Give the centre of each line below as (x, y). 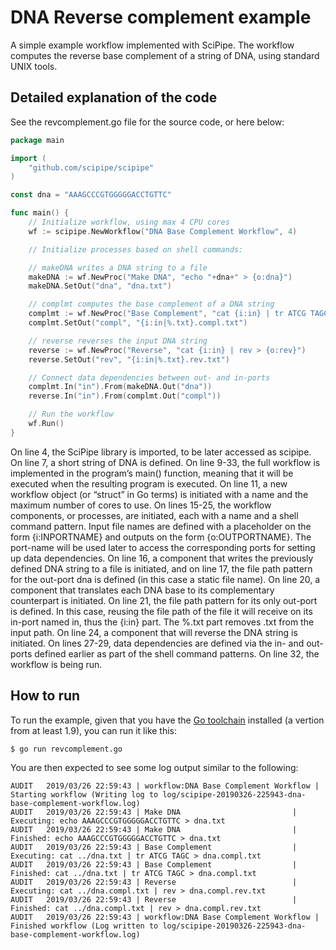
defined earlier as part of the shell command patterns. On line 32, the (177, 653)
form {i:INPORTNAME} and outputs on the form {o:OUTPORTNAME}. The (161, 537)
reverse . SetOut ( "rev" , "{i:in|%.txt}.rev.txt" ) (129, 359)
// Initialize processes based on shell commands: (136, 249)
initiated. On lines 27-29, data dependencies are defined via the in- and (157, 643)
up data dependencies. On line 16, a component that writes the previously (162, 558)
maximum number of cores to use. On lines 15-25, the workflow (141, 505)
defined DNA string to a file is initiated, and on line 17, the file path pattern (161, 568)
